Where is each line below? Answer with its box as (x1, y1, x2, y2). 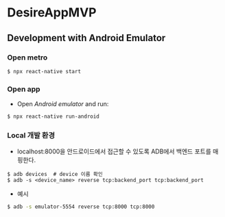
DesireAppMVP (7, 5, 97, 21)
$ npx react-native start (7, 68, 81, 75)
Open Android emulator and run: (16, 100, 109, 108)
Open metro (7, 53, 48, 62)
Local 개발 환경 (7, 130, 55, 140)
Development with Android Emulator (7, 32, 166, 44)
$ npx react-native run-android (7, 113, 99, 120)
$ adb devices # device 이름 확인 (7, 171, 103, 178)
